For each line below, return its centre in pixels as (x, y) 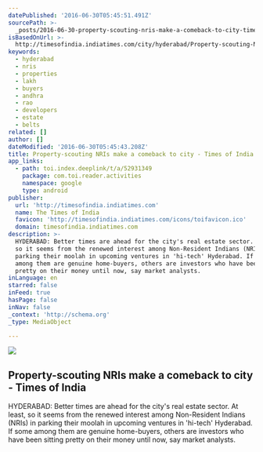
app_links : (26, 162)
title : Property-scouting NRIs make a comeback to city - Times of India (131, 154)
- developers (36, 111)
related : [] (27, 132)
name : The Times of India (58, 213)
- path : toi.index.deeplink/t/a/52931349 (84, 169)
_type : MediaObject (40, 322)
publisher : (26, 198)
